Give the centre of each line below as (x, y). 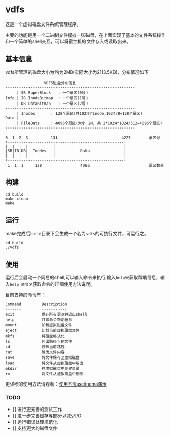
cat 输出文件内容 (35, 352)
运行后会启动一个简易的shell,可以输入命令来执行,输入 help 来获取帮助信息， (83, 278)
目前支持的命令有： (25, 295)
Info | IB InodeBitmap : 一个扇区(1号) (47, 98)
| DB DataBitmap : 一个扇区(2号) (52, 104)
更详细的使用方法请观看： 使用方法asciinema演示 (56, 384)
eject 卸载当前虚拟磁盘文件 (42, 331)
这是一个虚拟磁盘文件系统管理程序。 (43, 24)
